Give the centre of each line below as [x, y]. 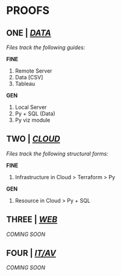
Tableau [25, 84]
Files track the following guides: [46, 47]
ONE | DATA [29, 33]
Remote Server [33, 71]
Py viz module [33, 120]
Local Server [31, 107]
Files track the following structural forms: [57, 153]
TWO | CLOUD [33, 139]
